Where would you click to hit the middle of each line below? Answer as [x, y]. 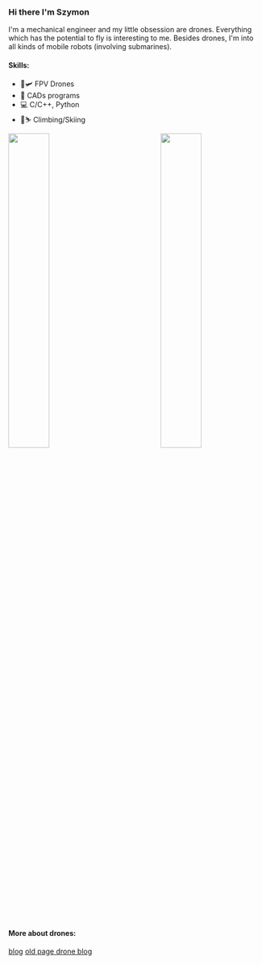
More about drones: [42, 933]
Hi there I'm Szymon [49, 12]
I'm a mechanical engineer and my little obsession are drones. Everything [130, 30]
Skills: [19, 65]
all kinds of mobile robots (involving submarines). [90, 47]
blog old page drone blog [50, 951]
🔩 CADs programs [50, 95]
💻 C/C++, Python [50, 104]
